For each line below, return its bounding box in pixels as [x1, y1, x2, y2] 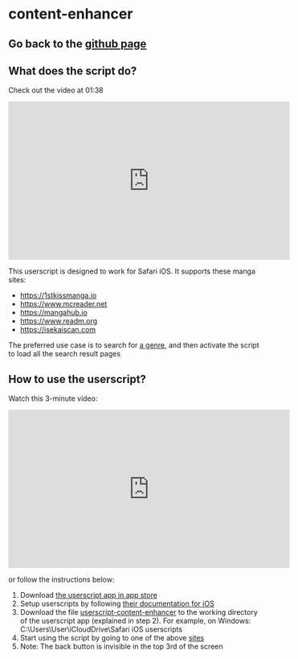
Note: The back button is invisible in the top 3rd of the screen [19, 641, 223, 652]
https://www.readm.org [19, 316, 98, 326]
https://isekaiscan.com [19, 325, 96, 335]
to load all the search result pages [8, 349, 121, 359]
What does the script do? [8, 64, 137, 77]
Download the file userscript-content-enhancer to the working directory [19, 608, 259, 617]
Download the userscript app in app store [19, 591, 158, 600]
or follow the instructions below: [8, 575, 115, 584]
